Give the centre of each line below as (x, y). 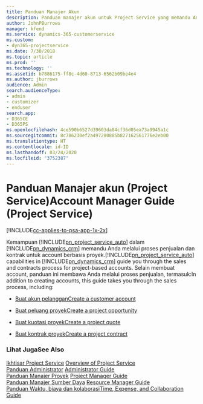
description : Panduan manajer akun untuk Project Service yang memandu (98, 18)
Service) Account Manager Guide (91, 201)
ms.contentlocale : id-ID (37, 147)
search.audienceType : (34, 91)
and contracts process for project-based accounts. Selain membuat (91, 268)
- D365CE (17, 119)
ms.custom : (20, 40)
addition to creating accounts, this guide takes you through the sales (92, 281)
